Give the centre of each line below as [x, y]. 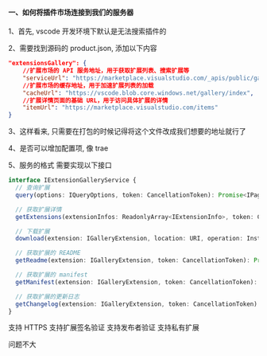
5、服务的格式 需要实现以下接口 [60, 165]
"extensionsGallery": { [48, 64]
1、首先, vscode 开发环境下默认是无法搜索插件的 [87, 31]
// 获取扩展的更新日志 [47, 296]
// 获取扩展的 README [48, 253]
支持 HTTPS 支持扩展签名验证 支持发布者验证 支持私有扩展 [104, 327]
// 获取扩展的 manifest [52, 275]
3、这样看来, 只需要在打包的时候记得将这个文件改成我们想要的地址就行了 [127, 131]
